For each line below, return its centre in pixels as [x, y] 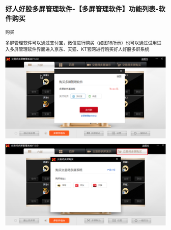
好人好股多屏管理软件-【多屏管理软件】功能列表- [82, 9]
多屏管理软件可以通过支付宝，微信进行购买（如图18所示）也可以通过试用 [81, 43]
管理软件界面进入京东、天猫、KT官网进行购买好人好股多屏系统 [84, 49]
